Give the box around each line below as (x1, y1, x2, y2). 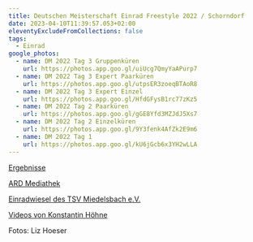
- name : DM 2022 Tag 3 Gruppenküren (15, 58, 139, 66)
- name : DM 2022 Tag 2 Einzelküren (15, 118, 136, 126)
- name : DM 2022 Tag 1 (15, 132, 92, 140)
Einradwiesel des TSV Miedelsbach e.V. (8, 194, 141, 204)
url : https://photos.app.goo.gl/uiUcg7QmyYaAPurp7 (23, 65, 198, 73)
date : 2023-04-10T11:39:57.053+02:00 (8, 19, 136, 28)
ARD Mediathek (8, 178, 61, 188)
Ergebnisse (8, 162, 46, 172)
